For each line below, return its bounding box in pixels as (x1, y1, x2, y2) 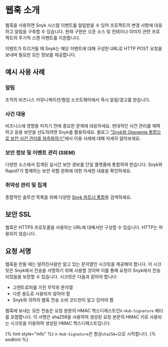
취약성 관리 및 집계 (5, 182, 47, 189)
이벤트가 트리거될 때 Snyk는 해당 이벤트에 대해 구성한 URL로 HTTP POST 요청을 (5, 45, 162, 51)
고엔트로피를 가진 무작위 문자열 (12, 285, 73, 291)
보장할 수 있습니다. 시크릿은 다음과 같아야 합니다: (22, 274, 118, 280)
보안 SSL (5, 210, 32, 219)
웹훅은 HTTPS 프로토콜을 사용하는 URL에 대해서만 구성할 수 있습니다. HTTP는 (5, 224, 158, 230)
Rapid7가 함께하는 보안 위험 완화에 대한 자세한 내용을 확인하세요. (5, 168, 132, 174)
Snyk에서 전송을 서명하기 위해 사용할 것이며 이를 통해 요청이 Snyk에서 (14, 268, 151, 274)
